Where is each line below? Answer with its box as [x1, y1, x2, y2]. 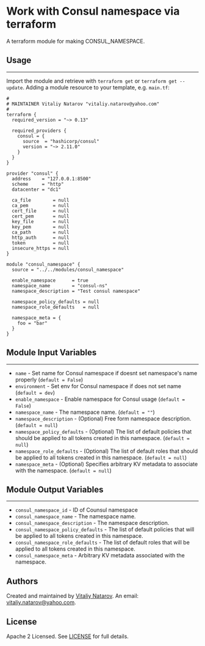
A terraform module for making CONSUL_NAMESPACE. [6, 37, 145, 45]
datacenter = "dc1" [12, 186, 62, 193]
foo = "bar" [17, 320, 48, 326]
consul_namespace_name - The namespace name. [15, 513, 136, 520]
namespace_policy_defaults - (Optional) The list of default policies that [15, 428, 192, 435]
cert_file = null [12, 208, 70, 214]
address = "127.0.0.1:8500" [12, 175, 92, 182]
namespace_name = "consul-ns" [12, 282, 108, 288]
